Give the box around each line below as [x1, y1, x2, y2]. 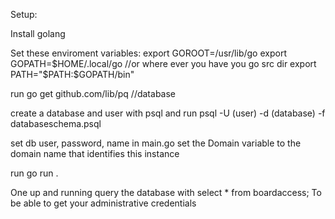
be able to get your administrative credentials [10, 197, 197, 209]
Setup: [10, 9, 38, 20]
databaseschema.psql [10, 118, 102, 129]
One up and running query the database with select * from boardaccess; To [10, 187, 322, 198]
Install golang [10, 28, 66, 39]
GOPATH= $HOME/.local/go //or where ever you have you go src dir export [10, 58, 317, 69]
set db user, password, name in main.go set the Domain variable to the [10, 137, 302, 149]
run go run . [10, 167, 59, 179]
